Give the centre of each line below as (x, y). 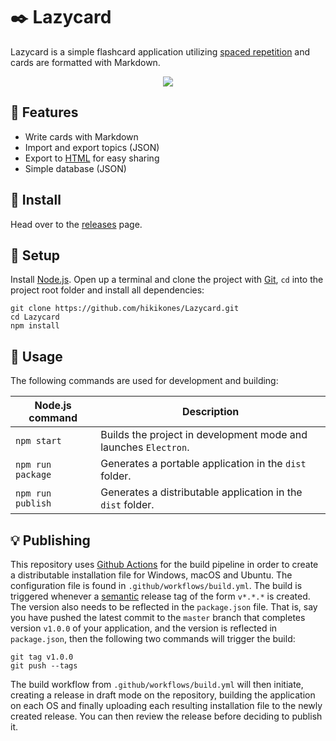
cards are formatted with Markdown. (85, 62)
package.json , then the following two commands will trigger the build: (153, 638)
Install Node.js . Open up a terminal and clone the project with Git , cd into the (167, 280)
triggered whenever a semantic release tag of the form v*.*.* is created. (160, 596)
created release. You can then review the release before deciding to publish (166, 716)
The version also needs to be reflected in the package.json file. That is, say (164, 607)
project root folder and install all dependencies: (107, 290)
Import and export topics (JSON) (92, 147)
